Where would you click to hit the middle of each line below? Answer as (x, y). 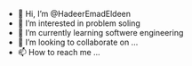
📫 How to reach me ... (59, 52)
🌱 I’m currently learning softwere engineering (100, 33)
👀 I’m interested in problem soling (79, 23)
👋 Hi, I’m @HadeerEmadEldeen (74, 14)
